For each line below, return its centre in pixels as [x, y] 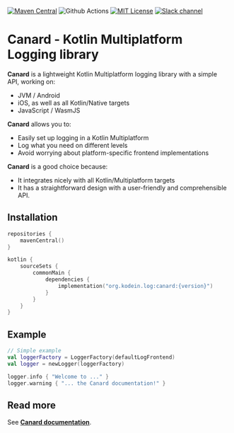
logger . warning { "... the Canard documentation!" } [87, 383]
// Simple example [34, 351]
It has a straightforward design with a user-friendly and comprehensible [122, 187]
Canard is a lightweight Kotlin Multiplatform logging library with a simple [112, 74]
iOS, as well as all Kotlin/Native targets [74, 103]
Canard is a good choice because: [58, 166]
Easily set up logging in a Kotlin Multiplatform [83, 137]
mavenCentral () [42, 241]
